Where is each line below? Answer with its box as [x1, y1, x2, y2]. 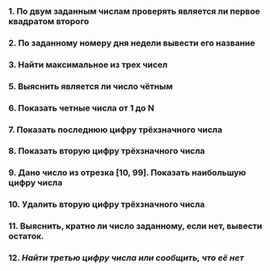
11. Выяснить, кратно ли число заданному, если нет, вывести [8, 220, 263, 231]
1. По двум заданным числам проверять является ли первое [8, 6, 260, 17]
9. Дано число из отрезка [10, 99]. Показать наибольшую [8, 167, 247, 178]
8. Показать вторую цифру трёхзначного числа [8, 145, 205, 156]
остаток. [8, 231, 44, 242]
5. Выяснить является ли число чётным [8, 81, 173, 92]
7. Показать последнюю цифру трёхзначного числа [8, 123, 222, 135]
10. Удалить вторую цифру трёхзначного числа [8, 199, 205, 211]
